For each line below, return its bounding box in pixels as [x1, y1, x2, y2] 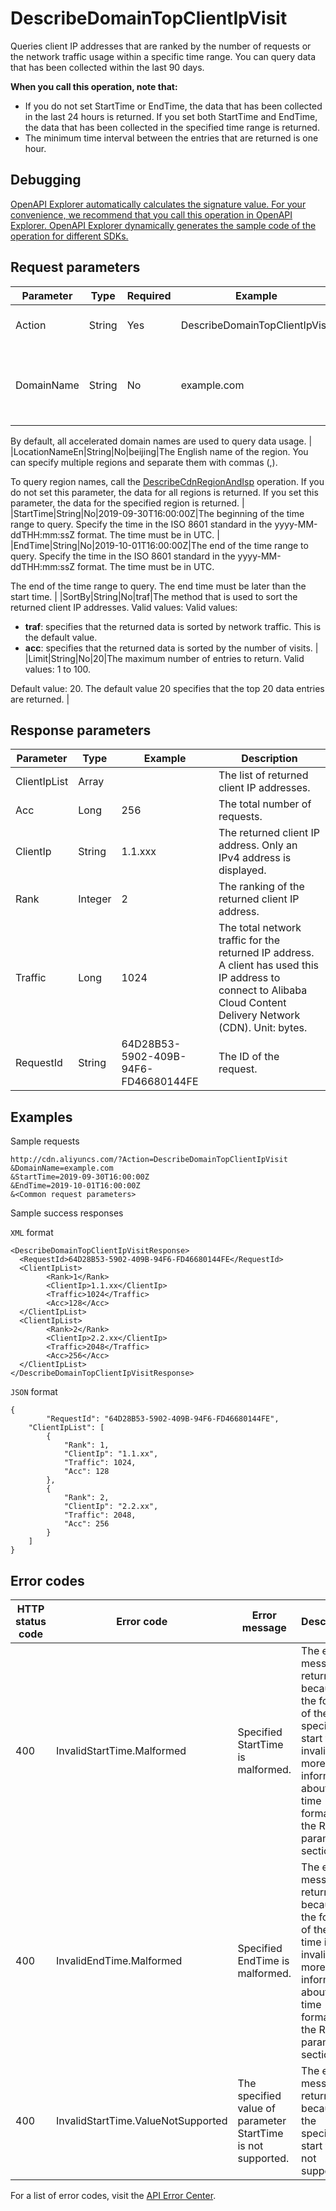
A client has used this [218, 958, 319, 972]
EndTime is [237, 1954, 290, 1967]
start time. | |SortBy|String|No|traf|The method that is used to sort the [10, 590, 298, 602]
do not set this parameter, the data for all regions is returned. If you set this [10, 486, 319, 498]
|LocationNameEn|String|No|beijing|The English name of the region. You [10, 445, 309, 457]
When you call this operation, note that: [10, 80, 178, 92]
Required [126, 288, 172, 302]
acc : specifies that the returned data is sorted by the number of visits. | [24, 642, 319, 654]
